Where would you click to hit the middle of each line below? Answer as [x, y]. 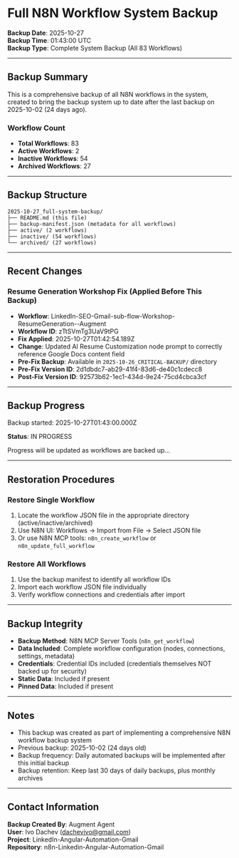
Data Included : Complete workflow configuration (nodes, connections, [121, 648]
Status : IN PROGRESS [40, 437]
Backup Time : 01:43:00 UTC [49, 40]
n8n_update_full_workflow [56, 547]
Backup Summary [48, 77]
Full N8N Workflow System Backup [113, 13]
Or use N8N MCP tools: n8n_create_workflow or [87, 538]
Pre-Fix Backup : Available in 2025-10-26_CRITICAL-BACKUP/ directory [117, 361]
